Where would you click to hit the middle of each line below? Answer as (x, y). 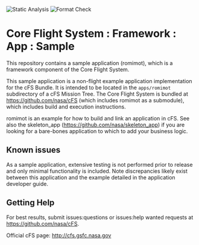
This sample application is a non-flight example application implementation (99, 81)
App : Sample (40, 47)
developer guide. (27, 184)
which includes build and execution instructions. (66, 107)
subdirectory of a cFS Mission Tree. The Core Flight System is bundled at (97, 94)
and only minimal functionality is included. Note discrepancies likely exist (97, 171)
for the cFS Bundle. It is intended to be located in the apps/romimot (89, 87)
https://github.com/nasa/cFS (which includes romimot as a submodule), (95, 100)
